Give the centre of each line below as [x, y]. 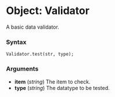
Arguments [22, 69]
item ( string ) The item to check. [52, 82]
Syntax [16, 42]
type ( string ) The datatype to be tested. [62, 88]
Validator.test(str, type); [40, 54]
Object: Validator [48, 11]
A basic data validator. [33, 27]
